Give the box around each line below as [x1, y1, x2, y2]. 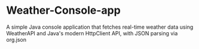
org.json [6, 36, 27, 43]
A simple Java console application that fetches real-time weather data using [6, 23, 194, 30]
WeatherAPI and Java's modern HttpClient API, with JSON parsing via [6, 29, 178, 36]
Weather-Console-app [6, 4, 121, 17]
